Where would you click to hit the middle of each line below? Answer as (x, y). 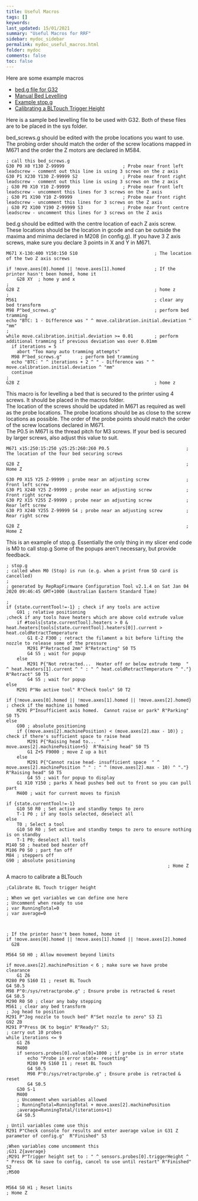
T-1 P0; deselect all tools (51, 840)
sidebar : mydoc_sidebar (35, 39)
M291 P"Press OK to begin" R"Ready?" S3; (58, 1027)
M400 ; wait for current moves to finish (68, 793)
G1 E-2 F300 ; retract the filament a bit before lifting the (106, 638)
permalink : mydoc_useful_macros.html (53, 45)
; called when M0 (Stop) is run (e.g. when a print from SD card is (92, 571)
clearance (18, 970)
